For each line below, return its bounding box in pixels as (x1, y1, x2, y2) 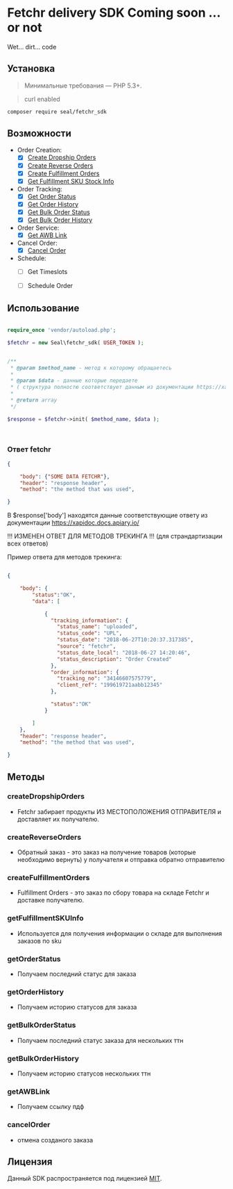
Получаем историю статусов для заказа (17, 1003, 137, 1012)
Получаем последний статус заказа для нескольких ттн (17, 1036, 184, 1044)
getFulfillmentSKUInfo (7, 913, 84, 923)
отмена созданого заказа (17, 1135, 94, 1144)
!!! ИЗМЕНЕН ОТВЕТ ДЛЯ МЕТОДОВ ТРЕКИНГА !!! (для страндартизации (7, 532, 223, 541)
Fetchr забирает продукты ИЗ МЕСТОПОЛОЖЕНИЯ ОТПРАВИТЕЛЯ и (17, 807, 222, 815)
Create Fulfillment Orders (27, 169, 100, 177)
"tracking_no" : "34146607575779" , (56, 675, 157, 683)
